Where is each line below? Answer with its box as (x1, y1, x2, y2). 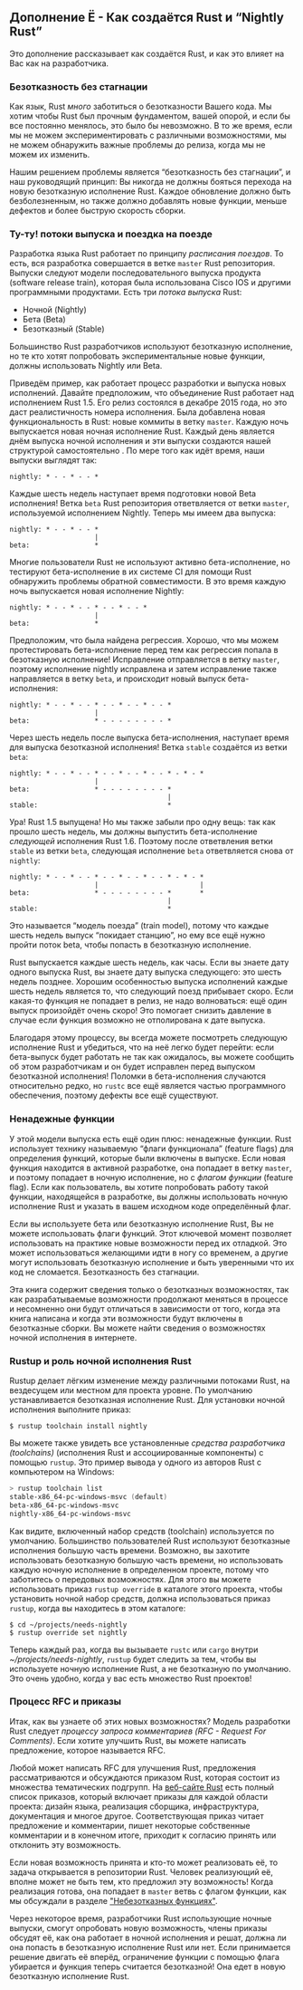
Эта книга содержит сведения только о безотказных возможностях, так (9, 1283, 289, 1294)
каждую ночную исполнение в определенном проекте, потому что (9, 1564, 270, 1575)
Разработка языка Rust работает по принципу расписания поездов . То (9, 248, 284, 259)
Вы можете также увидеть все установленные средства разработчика (9, 1437, 286, 1448)
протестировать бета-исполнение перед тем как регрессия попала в (9, 645, 279, 656)
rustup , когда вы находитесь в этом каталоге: (9, 1602, 186, 1613)
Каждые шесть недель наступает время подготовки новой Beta (9, 488, 256, 499)
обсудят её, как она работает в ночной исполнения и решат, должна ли (9, 1932, 287, 1943)
